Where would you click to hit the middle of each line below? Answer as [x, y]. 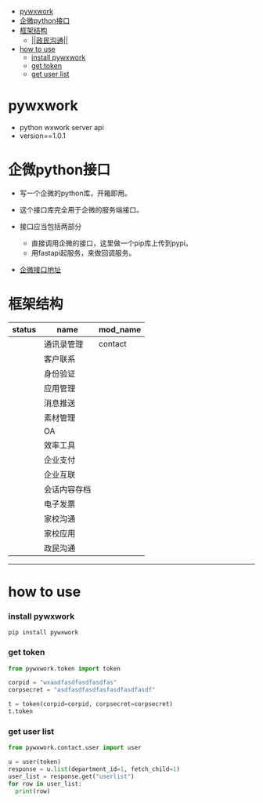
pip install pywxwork [43, 633]
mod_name [120, 329]
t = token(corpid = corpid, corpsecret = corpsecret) [91, 704]
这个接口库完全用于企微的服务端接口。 [81, 209]
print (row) [33, 791]
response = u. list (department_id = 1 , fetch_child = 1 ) [94, 769]
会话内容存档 [67, 489]
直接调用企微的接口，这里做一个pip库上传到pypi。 [112, 243]
